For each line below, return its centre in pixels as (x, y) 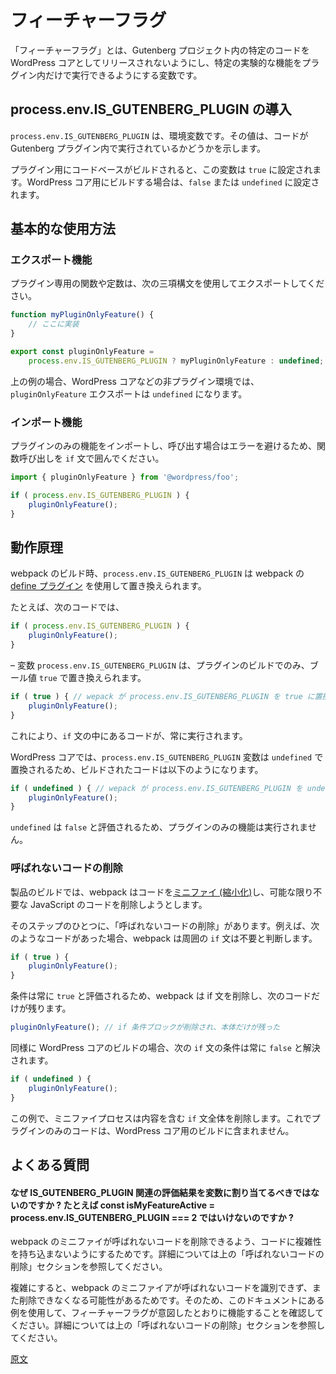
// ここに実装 (54, 324)
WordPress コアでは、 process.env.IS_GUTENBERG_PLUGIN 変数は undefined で (167, 757)
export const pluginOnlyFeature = (82, 352)
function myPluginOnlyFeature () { (82, 315)
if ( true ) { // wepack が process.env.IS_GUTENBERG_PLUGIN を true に (162, 697)
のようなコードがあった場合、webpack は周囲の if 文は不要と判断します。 (164, 938)
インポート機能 (46, 422)
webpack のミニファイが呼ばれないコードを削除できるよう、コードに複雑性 (166, 1242)
